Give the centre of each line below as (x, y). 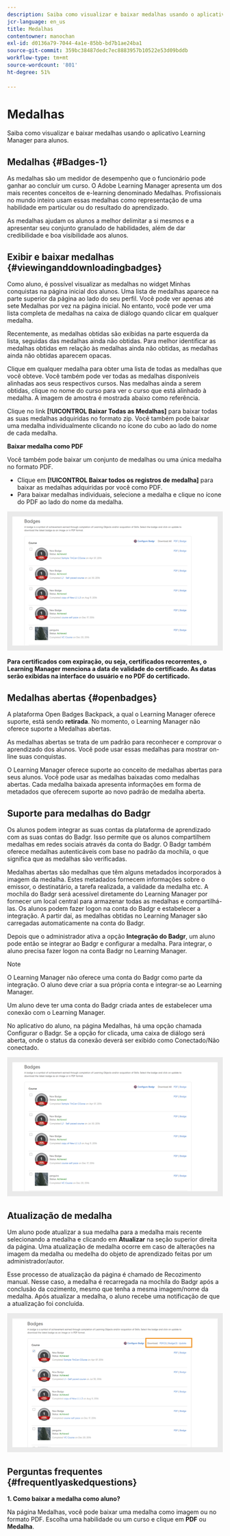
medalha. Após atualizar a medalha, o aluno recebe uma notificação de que (114, 1296)
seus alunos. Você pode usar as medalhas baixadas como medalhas (103, 777)
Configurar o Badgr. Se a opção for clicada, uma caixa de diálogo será (106, 1033)
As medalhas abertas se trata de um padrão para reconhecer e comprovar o (115, 742)
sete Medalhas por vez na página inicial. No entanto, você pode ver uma (109, 306)
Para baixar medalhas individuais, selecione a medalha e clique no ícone (119, 495)
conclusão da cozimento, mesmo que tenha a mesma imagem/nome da (108, 1289)
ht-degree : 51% (29, 72)
